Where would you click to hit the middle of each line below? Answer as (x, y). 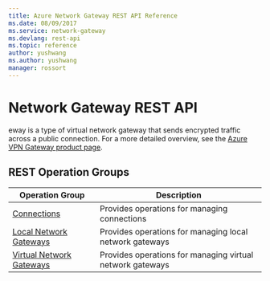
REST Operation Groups (69, 172)
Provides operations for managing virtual (177, 255)
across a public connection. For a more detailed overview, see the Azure (128, 138)
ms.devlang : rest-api (45, 38)
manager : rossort (37, 68)
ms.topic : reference (43, 46)
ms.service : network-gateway (57, 31)
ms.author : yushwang (43, 61)
